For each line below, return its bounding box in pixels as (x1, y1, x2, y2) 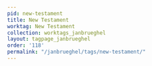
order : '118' (7, 42, 45, 49)
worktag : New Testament (7, 23, 76, 30)
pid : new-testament (7, 10, 63, 17)
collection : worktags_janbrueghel (7, 29, 107, 36)
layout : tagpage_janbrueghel (7, 36, 91, 43)
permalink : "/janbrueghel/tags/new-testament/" (7, 49, 146, 56)
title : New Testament (7, 16, 69, 23)
